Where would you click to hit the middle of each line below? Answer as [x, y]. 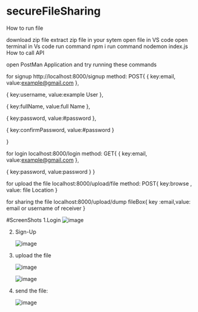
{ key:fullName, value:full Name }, [48, 106]
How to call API [25, 52]
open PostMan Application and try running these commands [81, 64]
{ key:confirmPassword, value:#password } [60, 130]
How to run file [25, 28]
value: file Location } [32, 190]
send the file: [32, 291]
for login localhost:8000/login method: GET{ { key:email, [77, 153]
